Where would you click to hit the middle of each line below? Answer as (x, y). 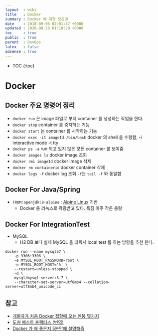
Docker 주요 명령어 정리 (40, 105)
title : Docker (23, 14)
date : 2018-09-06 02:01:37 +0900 (44, 24)
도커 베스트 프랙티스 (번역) (38, 322)
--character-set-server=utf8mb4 (48, 282)
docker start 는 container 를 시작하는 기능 (55, 131)
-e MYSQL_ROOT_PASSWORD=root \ (47, 260)
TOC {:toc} (23, 66)
